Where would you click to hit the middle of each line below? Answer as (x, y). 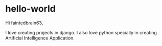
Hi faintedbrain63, (24, 23)
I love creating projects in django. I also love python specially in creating (81, 32)
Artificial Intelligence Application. (40, 38)
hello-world (31, 9)
